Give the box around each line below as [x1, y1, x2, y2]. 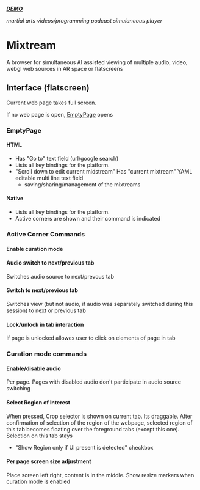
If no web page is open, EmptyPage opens [6, 111, 113, 118]
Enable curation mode [6, 245, 63, 252]
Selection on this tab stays [6, 432, 73, 439]
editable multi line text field [15, 174, 84, 181]
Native [6, 195, 24, 202]
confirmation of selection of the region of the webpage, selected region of [6, 419, 193, 426]
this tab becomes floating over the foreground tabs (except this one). [6, 425, 180, 433]
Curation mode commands [6, 349, 87, 358]
